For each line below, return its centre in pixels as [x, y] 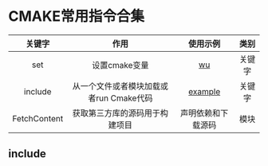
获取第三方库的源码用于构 [120, 113]
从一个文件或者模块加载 [116, 86]
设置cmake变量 [120, 65]
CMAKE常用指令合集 [77, 16]
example [205, 91]
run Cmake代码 [124, 98]
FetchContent [38, 118]
